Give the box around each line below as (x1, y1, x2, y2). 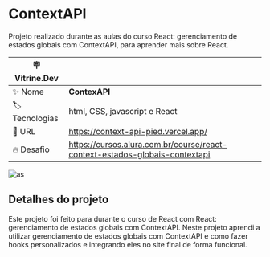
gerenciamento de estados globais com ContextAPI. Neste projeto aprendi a (8, 222, 260, 232)
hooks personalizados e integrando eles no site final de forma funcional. (8, 239, 247, 249)
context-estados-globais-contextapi (67, 149, 211, 160)
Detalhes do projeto (8, 193, 109, 206)
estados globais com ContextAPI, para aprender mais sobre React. (8, 39, 229, 49)
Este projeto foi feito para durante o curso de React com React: (8, 214, 217, 223)
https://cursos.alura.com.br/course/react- (67, 138, 227, 149)
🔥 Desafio (12, 144, 50, 155)
